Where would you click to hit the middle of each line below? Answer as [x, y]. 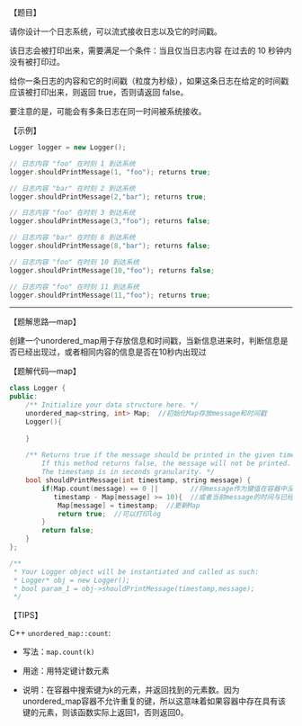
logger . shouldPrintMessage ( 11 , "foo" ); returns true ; [110, 295]
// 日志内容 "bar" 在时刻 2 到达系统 [72, 188]
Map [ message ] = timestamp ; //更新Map [129, 506]
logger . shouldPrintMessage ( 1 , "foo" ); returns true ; [110, 172]
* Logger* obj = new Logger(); [71, 580]
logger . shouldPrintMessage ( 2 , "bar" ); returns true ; [108, 197]
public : [24, 397]
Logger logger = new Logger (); [68, 148]
